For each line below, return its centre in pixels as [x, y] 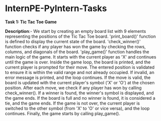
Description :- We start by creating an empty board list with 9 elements [76, 31]
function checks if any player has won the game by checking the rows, [75, 46]
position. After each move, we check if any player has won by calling [73, 88]
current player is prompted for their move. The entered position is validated [80, 67]
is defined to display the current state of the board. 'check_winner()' [73, 41]
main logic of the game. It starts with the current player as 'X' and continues [80, 57]
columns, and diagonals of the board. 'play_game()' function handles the [77, 52]
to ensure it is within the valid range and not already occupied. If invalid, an [80, 72]
